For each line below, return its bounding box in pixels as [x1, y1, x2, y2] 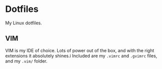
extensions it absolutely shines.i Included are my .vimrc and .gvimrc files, [5, 53, 157, 59]
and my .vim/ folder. [5, 58, 48, 64]
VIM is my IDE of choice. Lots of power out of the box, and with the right [5, 47, 154, 53]
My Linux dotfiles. [5, 20, 42, 26]
